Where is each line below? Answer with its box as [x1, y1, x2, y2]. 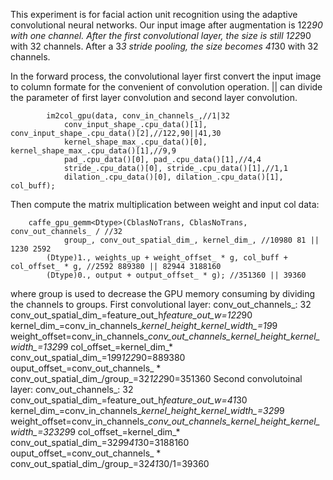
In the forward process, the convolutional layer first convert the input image [10, 70, 322, 82]
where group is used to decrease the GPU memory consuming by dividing [10, 288, 316, 299]
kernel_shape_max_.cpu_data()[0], [63, 137, 208, 147]
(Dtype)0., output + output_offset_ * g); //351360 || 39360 [46, 270, 307, 280]
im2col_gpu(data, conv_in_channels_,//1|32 [46, 111, 230, 121]
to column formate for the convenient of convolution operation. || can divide [10, 81, 323, 93]
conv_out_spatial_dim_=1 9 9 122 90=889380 [10, 352, 186, 363]
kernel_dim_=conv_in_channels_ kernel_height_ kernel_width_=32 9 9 [10, 405, 285, 416]
